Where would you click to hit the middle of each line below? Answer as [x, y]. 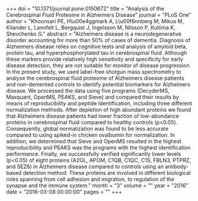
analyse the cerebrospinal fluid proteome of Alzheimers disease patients [95, 78]
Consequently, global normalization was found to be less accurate [87, 128]
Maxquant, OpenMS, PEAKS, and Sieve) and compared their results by [93, 97]
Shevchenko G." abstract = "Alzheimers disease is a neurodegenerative [94, 34]
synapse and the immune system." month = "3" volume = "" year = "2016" [98, 186]
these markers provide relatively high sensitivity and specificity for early [95, 59]
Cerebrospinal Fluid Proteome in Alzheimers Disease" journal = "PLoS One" [99, 15]
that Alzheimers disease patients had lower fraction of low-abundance [93, 116]
